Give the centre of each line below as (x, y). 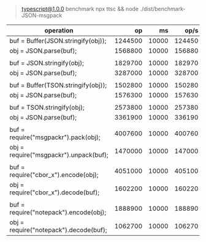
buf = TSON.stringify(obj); (47, 108)
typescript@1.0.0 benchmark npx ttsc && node (80, 9)
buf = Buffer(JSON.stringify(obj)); (58, 41)
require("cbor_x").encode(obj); (54, 175)
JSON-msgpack (42, 15)
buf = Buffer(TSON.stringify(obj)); (58, 85)
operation (59, 30)
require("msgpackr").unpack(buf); (59, 155)
